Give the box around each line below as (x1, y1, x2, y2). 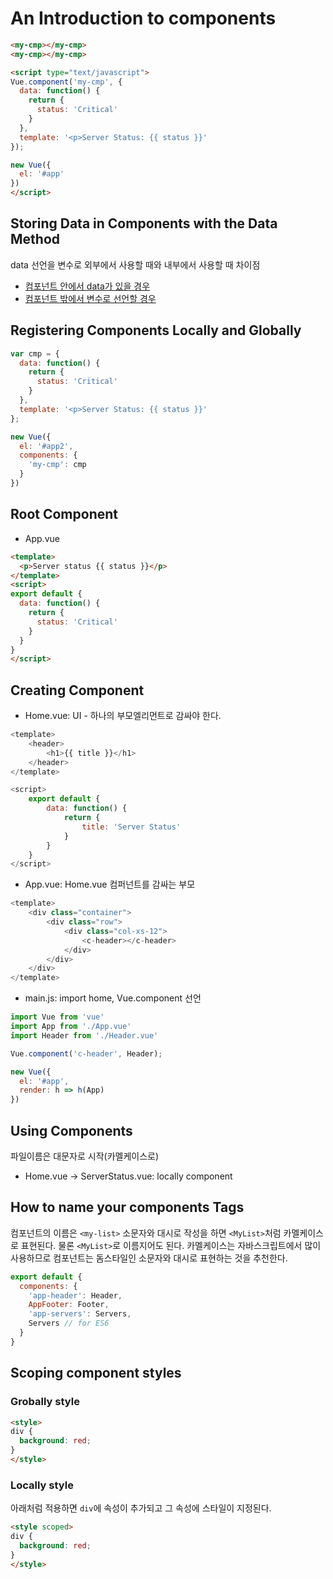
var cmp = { (10, 348, 60, 359)
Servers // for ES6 (28, 1318, 110, 1329)
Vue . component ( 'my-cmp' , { (10, 77, 123, 87)
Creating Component (10, 682, 145, 699)
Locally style (10, 1478, 74, 1492)
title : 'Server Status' (81, 822, 182, 832)
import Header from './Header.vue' (10, 1030, 159, 1041)
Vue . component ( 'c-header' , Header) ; (10, 1048, 163, 1059)
